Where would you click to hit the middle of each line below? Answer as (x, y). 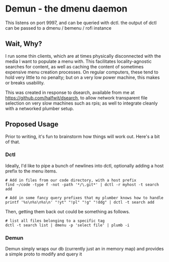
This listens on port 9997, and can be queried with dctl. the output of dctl (81, 23)
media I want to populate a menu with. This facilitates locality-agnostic (78, 61)
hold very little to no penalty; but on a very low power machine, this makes (82, 77)
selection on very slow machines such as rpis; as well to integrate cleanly (81, 103)
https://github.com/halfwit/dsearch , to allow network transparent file (76, 98)
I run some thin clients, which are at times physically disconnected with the (83, 56)
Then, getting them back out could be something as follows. (68, 211)
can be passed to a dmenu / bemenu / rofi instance (59, 28)
